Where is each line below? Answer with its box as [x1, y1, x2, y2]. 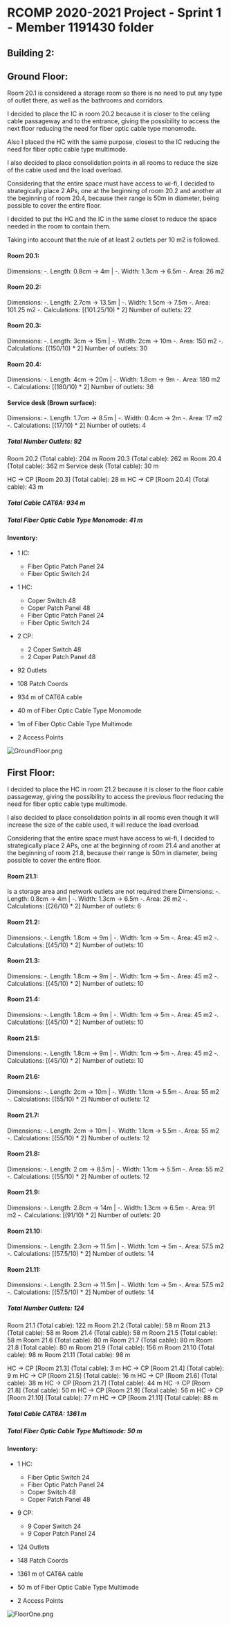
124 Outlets [17, 1543, 50, 1552]
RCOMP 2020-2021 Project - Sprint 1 [7, 5, 221, 21]
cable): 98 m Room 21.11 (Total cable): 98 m [7, 1351, 131, 1359]
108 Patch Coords [17, 680, 68, 688]
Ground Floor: [7, 71, 68, 82]
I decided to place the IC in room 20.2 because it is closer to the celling [7, 109, 210, 118]
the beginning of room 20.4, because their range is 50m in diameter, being [7, 194, 219, 202]
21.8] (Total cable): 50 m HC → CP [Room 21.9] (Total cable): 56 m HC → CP [7, 1386, 223, 1394]
